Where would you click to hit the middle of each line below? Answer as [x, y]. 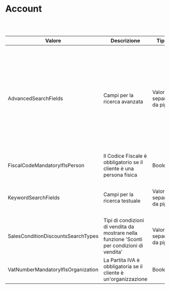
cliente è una [119, 168]
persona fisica [120, 175]
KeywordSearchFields [34, 198]
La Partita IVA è [122, 260]
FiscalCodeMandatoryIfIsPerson [46, 165]
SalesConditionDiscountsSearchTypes [53, 236]
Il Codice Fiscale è [125, 156]
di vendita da [119, 226]
